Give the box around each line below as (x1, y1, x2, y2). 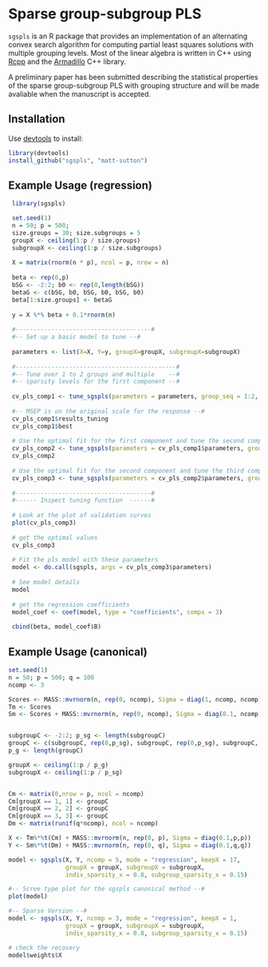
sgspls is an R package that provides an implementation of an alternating (8, 31, 248, 41)
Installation (8, 113, 65, 126)
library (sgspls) (11, 200, 66, 208)
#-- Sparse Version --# (8, 907, 88, 915)
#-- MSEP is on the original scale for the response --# (11, 407, 205, 416)
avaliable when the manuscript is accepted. (8, 89, 152, 98)
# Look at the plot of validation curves (11, 511, 152, 519)
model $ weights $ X (8, 951, 62, 959)
